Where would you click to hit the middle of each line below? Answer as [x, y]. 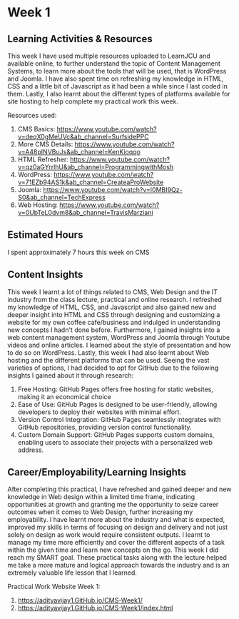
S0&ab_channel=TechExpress [61, 197]
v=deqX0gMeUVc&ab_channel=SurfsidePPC [83, 137]
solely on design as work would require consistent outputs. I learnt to [109, 535]
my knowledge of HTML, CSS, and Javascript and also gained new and [112, 307]
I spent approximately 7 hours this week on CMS [78, 252]
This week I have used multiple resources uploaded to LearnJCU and [109, 56]
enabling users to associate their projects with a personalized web [115, 442]
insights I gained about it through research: [71, 375]
